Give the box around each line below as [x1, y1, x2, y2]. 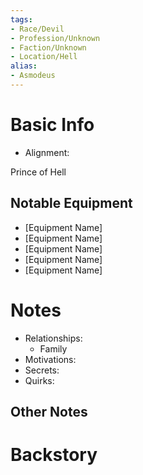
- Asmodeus [10, 71, 56, 81]
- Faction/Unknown [10, 42, 87, 53]
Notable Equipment [10, 195, 133, 212]
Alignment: [24, 146, 70, 158]
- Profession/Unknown [10, 33, 101, 43]
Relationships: [24, 332, 83, 344]
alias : [10, 61, 38, 71]
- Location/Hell [10, 52, 78, 62]
